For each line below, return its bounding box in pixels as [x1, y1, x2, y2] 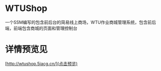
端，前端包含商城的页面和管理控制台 [5, 25, 78, 31]
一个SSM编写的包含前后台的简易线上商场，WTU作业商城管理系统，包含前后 [5, 19, 156, 25]
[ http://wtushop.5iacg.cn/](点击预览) [5, 60, 78, 66]
